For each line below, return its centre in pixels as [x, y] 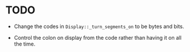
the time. [25, 44]
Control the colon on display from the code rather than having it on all [98, 37]
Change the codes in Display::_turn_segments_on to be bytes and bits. [99, 26]
